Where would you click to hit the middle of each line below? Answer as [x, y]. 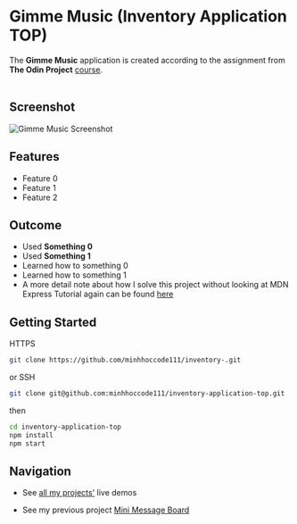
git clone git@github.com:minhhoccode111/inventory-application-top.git [147, 394]
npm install [31, 435]
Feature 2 [40, 197]
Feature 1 [39, 187]
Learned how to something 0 [75, 266]
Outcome [36, 225]
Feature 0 [40, 178]
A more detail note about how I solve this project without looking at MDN [155, 285]
